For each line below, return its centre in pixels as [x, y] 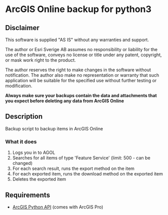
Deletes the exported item [39, 179]
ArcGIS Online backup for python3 [78, 9]
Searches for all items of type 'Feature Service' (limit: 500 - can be [81, 158]
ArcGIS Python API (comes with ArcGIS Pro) [58, 207]
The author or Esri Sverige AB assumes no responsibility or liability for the [81, 49]
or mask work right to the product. [41, 60]
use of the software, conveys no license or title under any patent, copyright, [83, 55]
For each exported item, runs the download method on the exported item [88, 174]
